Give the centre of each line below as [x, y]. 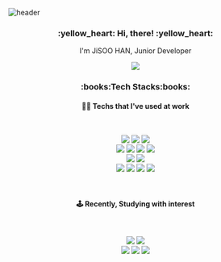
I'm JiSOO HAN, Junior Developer [136, 51]
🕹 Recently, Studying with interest [136, 204]
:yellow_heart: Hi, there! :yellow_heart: [136, 33]
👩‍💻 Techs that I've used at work [136, 106]
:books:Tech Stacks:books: [136, 87]
